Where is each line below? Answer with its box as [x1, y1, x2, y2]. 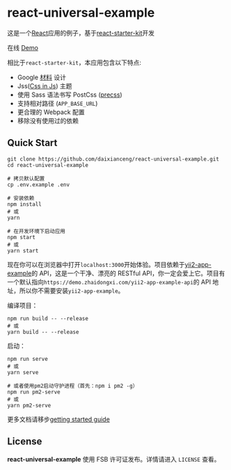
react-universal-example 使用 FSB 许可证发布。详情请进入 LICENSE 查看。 [7, 455, 221, 463]
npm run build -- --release [7, 315, 89, 322]
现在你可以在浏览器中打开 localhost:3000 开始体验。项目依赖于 [7, 260, 186, 268]
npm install [7, 200, 42, 208]
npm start [7, 234, 36, 241]
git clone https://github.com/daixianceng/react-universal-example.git [7, 155, 219, 163]
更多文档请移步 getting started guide [7, 415, 110, 423]
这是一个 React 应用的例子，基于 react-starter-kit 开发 [7, 29, 155, 37]
